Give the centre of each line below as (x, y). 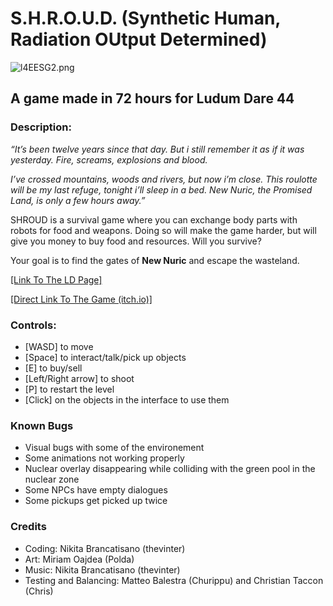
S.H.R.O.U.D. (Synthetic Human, (145, 18)
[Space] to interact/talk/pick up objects (105, 357)
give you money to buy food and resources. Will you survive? (136, 241)
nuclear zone (52, 479)
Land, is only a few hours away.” (78, 200)
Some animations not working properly (104, 458)
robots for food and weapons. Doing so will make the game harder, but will (163, 230)
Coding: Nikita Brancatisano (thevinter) (105, 548)
